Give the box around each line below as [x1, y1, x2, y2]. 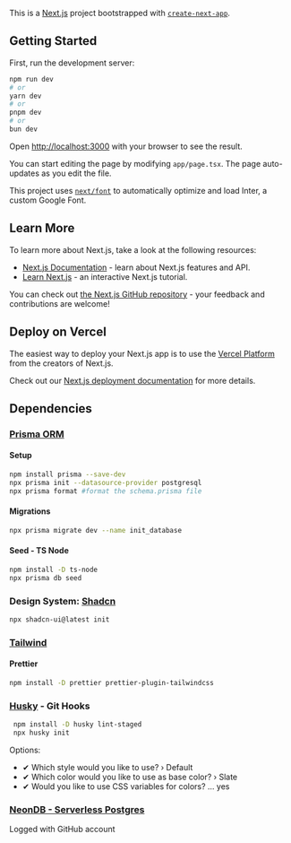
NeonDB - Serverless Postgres [9, 803, 145, 815]
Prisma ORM [9, 428, 64, 440]
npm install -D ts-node [9, 565, 98, 574]
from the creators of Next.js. [9, 358, 114, 369]
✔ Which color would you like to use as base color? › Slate [21, 771, 238, 782]
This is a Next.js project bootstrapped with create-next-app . [9, 8, 231, 18]
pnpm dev [9, 108, 42, 117]
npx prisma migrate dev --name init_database [9, 526, 182, 534]
